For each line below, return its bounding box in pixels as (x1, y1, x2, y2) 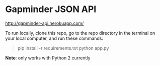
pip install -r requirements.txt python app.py (17, 45, 109, 51)
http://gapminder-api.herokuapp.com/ (5, 20, 84, 26)
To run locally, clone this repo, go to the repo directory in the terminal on (5, 30, 155, 36)
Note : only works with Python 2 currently (5, 54, 91, 61)
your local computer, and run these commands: (5, 35, 104, 41)
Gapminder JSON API (5, 4, 97, 15)
